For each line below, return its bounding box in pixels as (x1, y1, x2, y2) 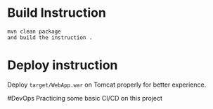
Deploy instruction (7, 57, 118, 73)
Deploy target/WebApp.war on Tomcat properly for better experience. (7, 80, 207, 89)
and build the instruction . (7, 34, 93, 41)
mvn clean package (7, 28, 61, 35)
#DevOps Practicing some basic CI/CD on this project (7, 94, 163, 102)
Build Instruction (7, 5, 107, 21)
